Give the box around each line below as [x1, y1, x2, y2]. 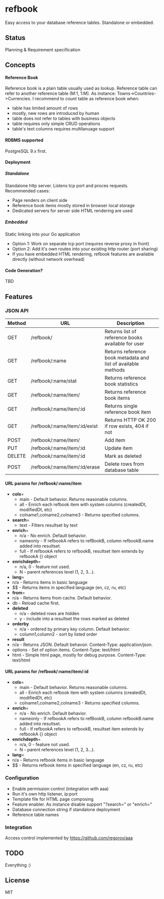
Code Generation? [5, 267, 43, 273]
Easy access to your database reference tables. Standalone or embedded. [5, 20, 155, 25]
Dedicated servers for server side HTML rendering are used [12, 208, 133, 214]
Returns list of [104, 328, 137, 335]
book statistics [104, 380, 138, 387]
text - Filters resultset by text [19, 522, 78, 528]
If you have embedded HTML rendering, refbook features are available [12, 251, 155, 257]
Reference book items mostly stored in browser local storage [12, 203, 135, 209]
